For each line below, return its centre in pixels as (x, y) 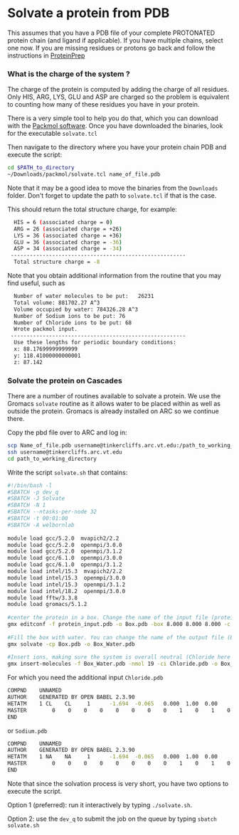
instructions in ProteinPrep (46, 55)
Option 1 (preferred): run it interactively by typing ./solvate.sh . (100, 804)
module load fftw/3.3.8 (43, 598)
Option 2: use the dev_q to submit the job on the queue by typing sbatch (112, 819)
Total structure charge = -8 (57, 262)
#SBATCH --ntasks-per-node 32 (52, 512)
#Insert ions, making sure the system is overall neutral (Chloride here (119, 657)
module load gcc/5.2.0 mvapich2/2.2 (63, 538)
